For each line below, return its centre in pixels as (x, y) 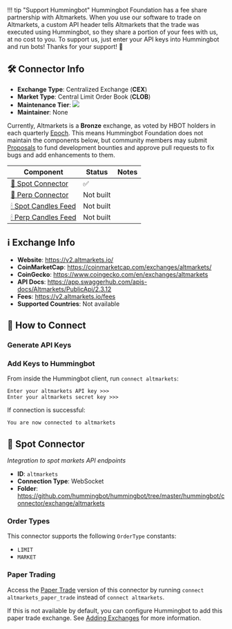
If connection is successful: (46, 410)
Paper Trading (31, 574)
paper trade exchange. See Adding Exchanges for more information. (104, 618)
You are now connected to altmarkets (61, 423)
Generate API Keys (39, 345)
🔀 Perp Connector (40, 195)
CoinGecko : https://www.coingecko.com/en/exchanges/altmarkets (113, 274)
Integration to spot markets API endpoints (67, 461)
